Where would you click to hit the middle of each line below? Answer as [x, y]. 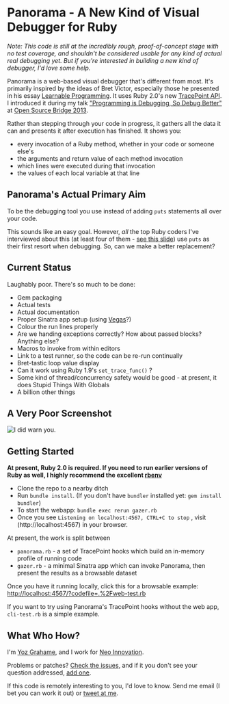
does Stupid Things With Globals [63, 384]
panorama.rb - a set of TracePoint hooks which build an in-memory [111, 551]
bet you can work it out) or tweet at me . [63, 693]
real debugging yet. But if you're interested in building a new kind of [103, 60]
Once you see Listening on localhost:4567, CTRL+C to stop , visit [111, 517]
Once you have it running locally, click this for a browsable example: [103, 586]
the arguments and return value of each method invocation [100, 158]
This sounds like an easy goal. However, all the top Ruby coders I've [103, 231]
